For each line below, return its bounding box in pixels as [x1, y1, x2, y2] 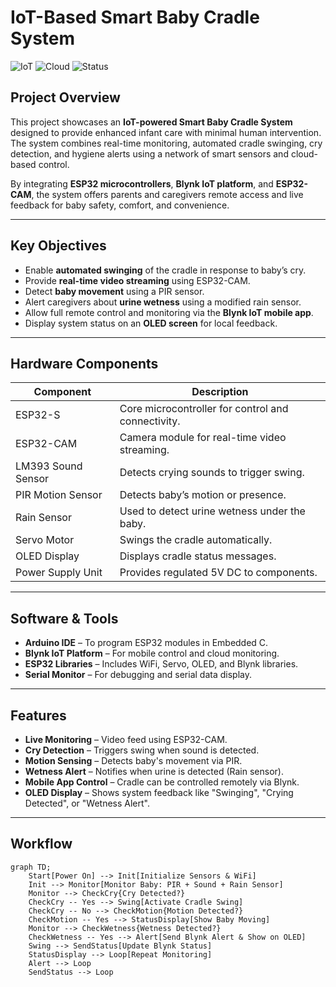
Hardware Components [10, 355, 159, 372]
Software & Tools [10, 610, 119, 627]
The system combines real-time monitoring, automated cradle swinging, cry [10, 137, 323, 149]
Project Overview [10, 89, 121, 106]
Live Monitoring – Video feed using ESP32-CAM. [24, 734, 228, 745]
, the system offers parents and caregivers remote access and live [31, 188, 304, 200]
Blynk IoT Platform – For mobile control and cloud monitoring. [24, 647, 280, 660]
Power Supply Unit [15, 566, 103, 580]
